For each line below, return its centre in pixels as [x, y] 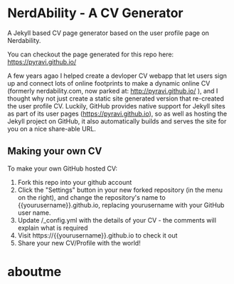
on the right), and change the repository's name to [91, 197]
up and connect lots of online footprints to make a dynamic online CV [109, 83]
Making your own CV [55, 151]
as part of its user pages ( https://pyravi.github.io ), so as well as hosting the [117, 113]
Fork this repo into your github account [75, 182]
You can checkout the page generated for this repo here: [91, 54]
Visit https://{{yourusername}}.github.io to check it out [97, 235]
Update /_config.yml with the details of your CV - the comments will [117, 220]
